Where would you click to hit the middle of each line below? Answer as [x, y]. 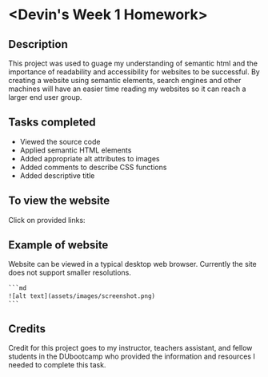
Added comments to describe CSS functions [93, 167]
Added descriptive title [57, 175]
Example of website [58, 245]
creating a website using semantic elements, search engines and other [125, 80]
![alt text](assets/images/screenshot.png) [82, 296]
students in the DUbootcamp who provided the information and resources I [132, 356]
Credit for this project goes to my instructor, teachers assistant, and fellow [130, 348]
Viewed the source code [60, 141]
